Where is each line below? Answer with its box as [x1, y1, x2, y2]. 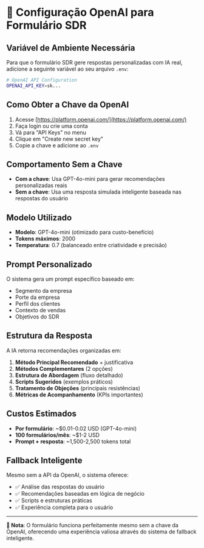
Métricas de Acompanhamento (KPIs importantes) [15, 391, 144, 398]
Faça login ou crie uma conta [15, 122, 88, 130]
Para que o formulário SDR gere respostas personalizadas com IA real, [6, 59, 183, 66]
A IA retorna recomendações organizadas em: [6, 346, 121, 354]
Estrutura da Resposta [6, 331, 93, 341]
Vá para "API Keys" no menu [15, 128, 86, 136]
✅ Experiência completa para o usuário [15, 504, 114, 511]
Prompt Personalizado [6, 259, 92, 270]
